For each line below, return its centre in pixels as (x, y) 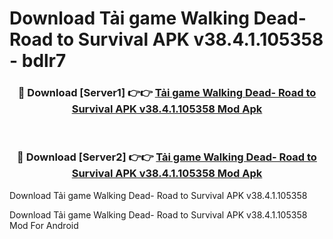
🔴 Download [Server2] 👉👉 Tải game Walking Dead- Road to (167, 157)
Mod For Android (44, 225)
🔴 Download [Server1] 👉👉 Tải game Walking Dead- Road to (167, 93)
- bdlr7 (38, 61)
